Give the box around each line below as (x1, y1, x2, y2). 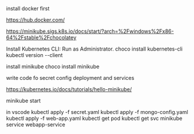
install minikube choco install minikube (6, 63, 100, 70)
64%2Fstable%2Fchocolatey (6, 34, 76, 41)
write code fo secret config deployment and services (6, 75, 135, 81)
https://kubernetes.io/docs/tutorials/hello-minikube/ (6, 86, 132, 93)
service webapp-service (6, 121, 66, 128)
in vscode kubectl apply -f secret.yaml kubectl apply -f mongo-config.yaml (6, 109, 188, 115)
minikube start (6, 97, 41, 104)
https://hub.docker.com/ (6, 16, 65, 23)
